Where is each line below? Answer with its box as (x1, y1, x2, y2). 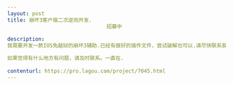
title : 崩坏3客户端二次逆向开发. (7, 17, 92, 23)
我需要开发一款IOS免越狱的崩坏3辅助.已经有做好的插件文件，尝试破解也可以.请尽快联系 (7, 42, 222, 49)
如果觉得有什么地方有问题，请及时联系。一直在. (7, 55, 124, 62)
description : (7, 36, 45, 43)
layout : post (7, 10, 45, 17)
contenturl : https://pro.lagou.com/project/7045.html (7, 67, 166, 75)
